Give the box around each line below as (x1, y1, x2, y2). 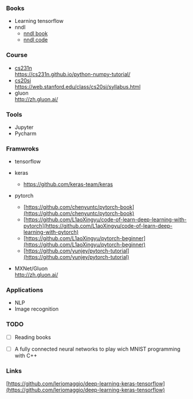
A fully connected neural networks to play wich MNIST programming (14, 345, 181, 353)
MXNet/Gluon (14, 265, 48, 272)
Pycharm (14, 129, 37, 137)
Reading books (14, 334, 51, 341)
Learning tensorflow (14, 18, 64, 25)
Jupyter (14, 124, 34, 131)
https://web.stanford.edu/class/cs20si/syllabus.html (14, 83, 141, 90)
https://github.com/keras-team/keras (23, 181, 113, 188)
